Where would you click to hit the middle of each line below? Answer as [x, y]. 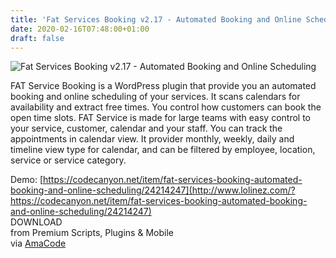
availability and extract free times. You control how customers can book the [166, 107]
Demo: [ [27, 180]
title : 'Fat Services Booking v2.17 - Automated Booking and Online [156, 19]
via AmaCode [38, 243]
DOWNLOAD [36, 222]
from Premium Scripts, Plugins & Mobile [92, 233]
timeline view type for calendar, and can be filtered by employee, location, [163, 150]
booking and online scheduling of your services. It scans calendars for [155, 97]
